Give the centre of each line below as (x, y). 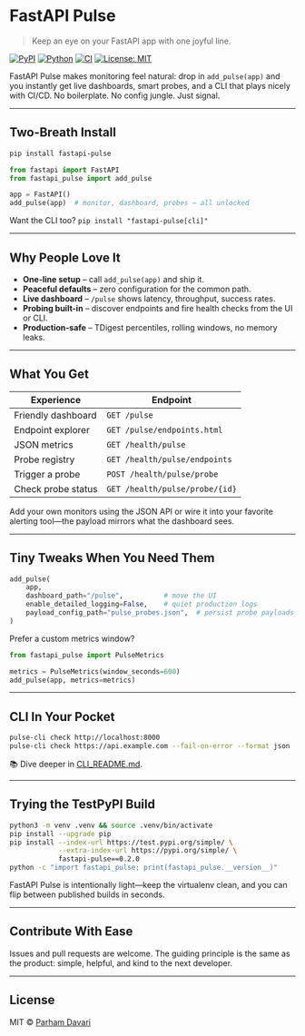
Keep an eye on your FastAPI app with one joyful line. (131, 41)
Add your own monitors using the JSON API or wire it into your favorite (142, 511)
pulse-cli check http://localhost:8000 (85, 738)
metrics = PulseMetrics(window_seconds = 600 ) (95, 671)
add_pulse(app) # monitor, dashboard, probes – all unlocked (129, 203)
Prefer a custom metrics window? (72, 638)
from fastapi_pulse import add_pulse (81, 178)
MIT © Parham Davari (50, 1021)
